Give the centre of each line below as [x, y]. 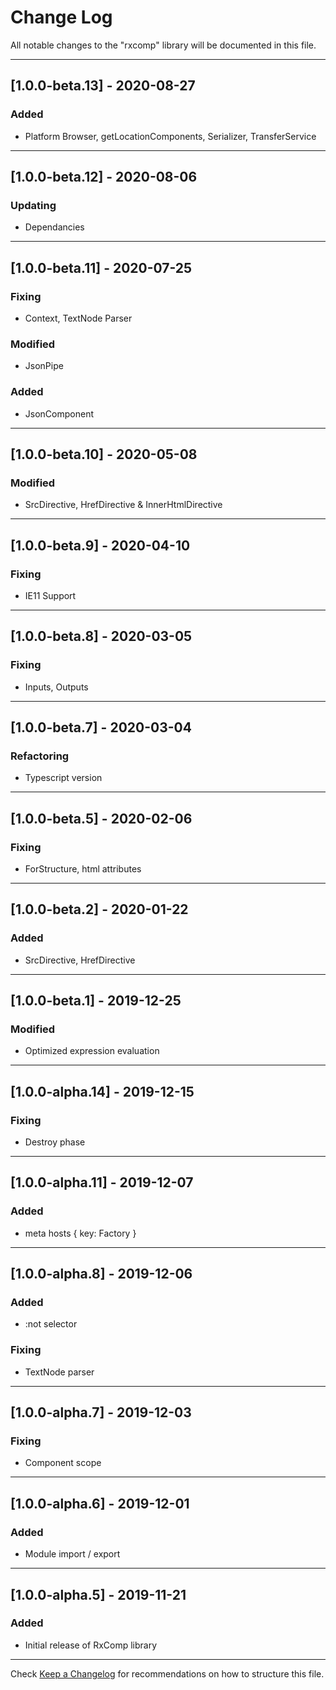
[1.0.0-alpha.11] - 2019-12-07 [102, 1182]
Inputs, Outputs [56, 687]
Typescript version [63, 778]
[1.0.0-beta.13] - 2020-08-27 [103, 86]
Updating [33, 205]
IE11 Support [50, 595]
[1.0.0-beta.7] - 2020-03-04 [101, 727]
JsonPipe [44, 366]
